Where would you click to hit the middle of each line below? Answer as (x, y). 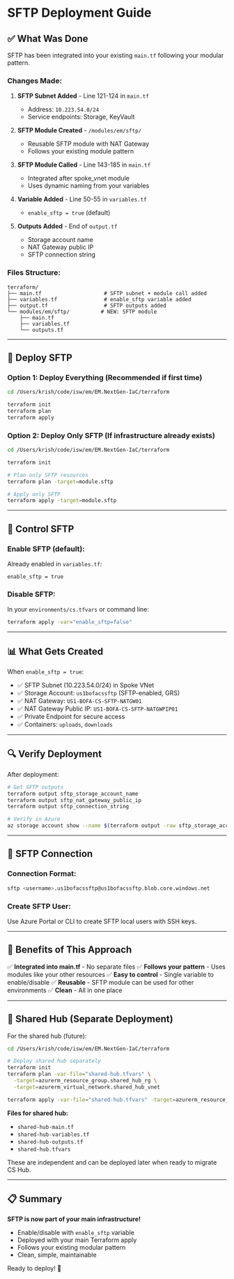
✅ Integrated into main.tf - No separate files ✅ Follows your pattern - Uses (117, 967)
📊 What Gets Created (55, 651)
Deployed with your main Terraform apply (77, 1240)
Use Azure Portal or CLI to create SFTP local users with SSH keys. (102, 921)
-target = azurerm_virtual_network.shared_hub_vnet (87, 1087)
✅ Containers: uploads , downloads (65, 724)
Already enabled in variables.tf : (55, 564)
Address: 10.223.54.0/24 (63, 109)
